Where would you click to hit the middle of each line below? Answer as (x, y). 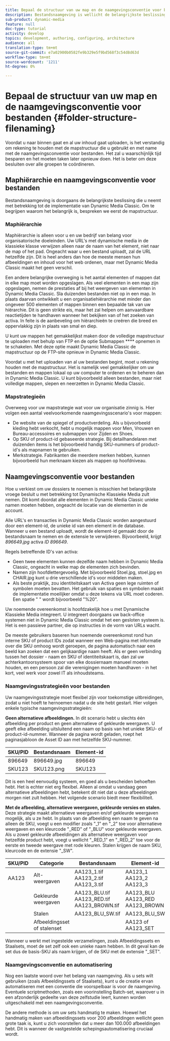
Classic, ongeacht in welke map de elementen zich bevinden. (76, 567)
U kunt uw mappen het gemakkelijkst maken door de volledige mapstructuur (85, 336)
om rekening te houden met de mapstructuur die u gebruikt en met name (81, 148)
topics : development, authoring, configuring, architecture (70, 39)
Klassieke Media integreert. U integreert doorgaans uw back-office (75, 614)
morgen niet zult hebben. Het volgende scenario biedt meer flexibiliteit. (79, 797)
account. (14, 510)
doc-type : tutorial (26, 29)
